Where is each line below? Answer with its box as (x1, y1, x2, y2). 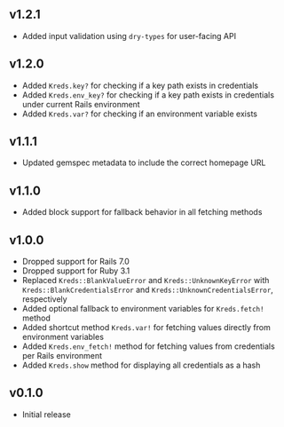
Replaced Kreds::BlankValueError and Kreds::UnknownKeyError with (21, 275, 270, 286)
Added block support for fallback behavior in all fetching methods (21, 207, 263, 217)
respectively (21, 294, 68, 304)
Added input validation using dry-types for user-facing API (21, 30, 237, 41)
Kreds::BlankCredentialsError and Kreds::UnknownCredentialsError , (21, 284, 273, 296)
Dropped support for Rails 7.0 (21, 257, 130, 267)
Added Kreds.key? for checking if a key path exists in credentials (21, 80, 259, 91)
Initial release (21, 408, 71, 420)
